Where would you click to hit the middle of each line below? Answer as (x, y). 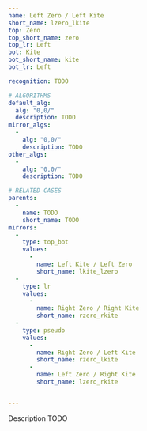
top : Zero (24, 30)
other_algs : (28, 154)
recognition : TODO (38, 81)
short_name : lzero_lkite (49, 23)
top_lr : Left (30, 45)
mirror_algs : (30, 125)
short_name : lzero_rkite (77, 382)
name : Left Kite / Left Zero (85, 264)
